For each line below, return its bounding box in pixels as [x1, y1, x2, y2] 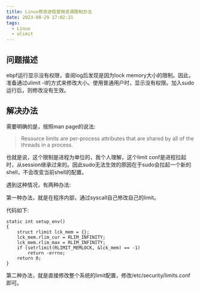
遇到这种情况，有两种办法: [6, 181, 71, 188]
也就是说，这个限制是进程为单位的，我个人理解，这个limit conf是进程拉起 [6, 153, 187, 160]
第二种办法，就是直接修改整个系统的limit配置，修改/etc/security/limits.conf [6, 272, 190, 279]
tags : [6, 20, 20, 26]
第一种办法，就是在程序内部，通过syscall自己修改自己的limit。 [6, 194, 160, 201]
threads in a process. [20, 141, 74, 148]
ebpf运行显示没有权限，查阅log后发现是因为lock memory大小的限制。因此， [6, 71, 194, 78]
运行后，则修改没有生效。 [6, 86, 69, 93]
